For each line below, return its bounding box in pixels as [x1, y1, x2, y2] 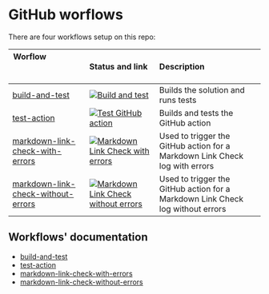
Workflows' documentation [8, 230, 148, 244]
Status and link [89, 61, 148, 72]
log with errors [159, 160, 215, 171]
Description [159, 61, 206, 72]
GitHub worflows [8, 6, 124, 24]
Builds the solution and [159, 84, 246, 95]
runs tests [159, 94, 197, 105]
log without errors [159, 203, 227, 214]
